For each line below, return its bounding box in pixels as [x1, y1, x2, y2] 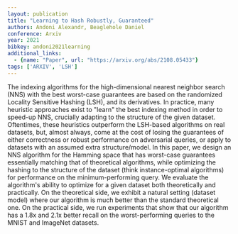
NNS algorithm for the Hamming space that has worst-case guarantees [7, 150, 215, 159]
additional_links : [7, 50, 62, 57]
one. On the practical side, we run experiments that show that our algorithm [7, 203, 229, 211]
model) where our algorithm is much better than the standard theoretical [7, 196, 219, 204]
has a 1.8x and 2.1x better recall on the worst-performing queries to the [7, 211, 215, 219]
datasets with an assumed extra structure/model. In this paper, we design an [7, 143, 232, 151]
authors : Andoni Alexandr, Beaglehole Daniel [7, 23, 144, 30]
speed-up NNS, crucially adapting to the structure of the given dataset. [7, 113, 215, 121]
